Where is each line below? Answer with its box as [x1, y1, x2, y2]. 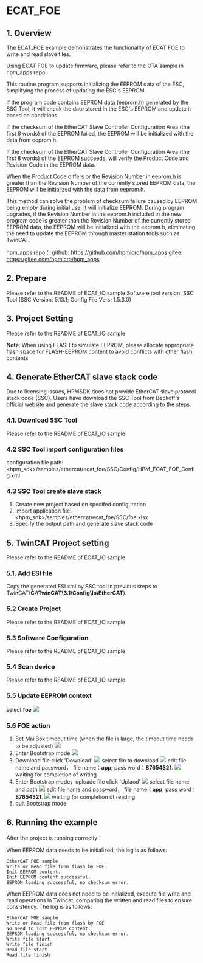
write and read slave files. [6, 50, 71, 58]
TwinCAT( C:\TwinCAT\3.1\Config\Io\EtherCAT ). [6, 589, 127, 596]
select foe [6, 706, 32, 713]
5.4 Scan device [6, 662, 55, 671]
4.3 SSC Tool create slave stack [6, 487, 101, 495]
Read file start [6, 947, 47, 953]
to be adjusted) [15, 742, 53, 750]
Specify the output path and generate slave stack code [15, 520, 153, 528]
